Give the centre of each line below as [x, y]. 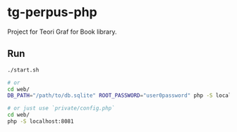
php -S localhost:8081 [41, 121]
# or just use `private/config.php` [61, 108]
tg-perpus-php [52, 12]
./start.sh [23, 70]
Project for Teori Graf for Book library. [62, 32]
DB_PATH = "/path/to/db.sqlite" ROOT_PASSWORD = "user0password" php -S [110, 95]
